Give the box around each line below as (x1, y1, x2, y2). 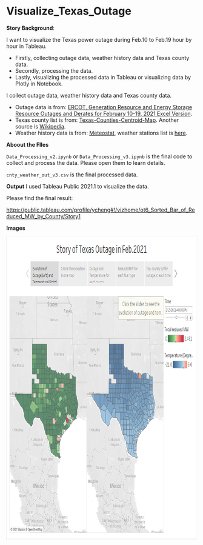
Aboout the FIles (6, 141, 49, 148)
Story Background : (6, 24, 55, 32)
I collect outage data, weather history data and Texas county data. (6, 92, 171, 99)
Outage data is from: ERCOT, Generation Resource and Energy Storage (15, 103, 193, 110)
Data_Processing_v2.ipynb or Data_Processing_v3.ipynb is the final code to (6, 153, 193, 160)
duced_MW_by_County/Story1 (6, 212, 81, 219)
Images (6, 224, 25, 232)
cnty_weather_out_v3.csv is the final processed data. (6, 171, 138, 178)
